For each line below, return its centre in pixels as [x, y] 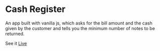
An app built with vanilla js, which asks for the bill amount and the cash [79, 23]
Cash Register [35, 9]
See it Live [16, 43]
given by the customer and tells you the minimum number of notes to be [80, 28]
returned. [15, 33]
